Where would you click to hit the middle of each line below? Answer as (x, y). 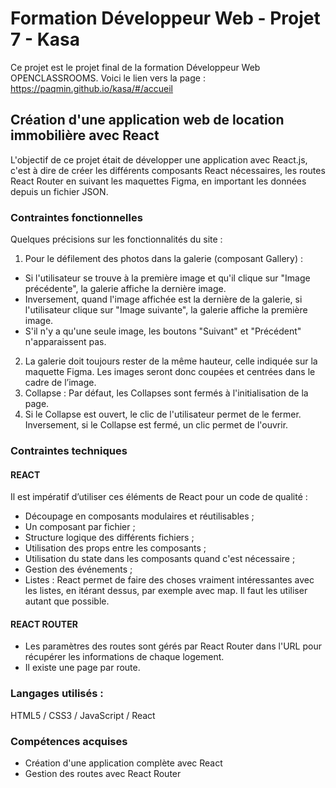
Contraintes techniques (69, 450)
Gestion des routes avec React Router (103, 773)
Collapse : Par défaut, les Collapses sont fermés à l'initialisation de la (166, 393)
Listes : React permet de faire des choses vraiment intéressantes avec (169, 580)
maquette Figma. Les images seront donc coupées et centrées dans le (170, 372)
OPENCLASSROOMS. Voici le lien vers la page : (108, 78)
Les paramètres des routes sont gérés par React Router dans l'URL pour (173, 646)
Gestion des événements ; (78, 569)
